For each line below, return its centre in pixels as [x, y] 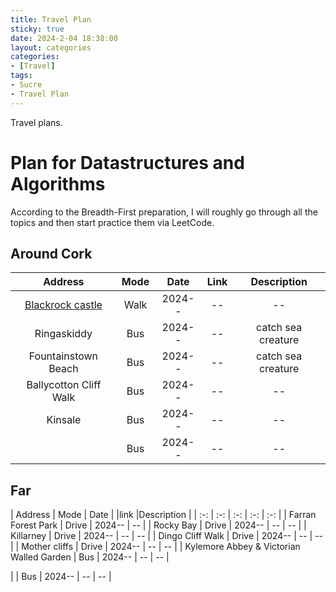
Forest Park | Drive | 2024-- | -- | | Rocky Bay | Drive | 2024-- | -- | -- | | [158, 525]
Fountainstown [63, 356]
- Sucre [26, 85]
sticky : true [37, 29]
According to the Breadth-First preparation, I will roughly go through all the [164, 212]
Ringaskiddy [63, 334]
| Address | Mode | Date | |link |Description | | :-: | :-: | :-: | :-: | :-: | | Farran [163, 515]
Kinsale [64, 420]
